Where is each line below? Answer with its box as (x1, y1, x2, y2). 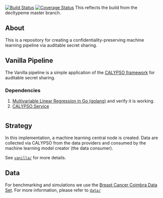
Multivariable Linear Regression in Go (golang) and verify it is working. (12, 98, 155, 104)
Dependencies (5, 87, 41, 94)
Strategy (5, 122, 32, 130)
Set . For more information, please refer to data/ (5, 187, 101, 193)
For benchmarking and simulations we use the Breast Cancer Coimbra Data (5, 182, 158, 188)
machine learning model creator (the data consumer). (5, 145, 113, 151)
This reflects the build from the (75, 5, 137, 10)
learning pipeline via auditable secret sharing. (5, 42, 97, 48)
